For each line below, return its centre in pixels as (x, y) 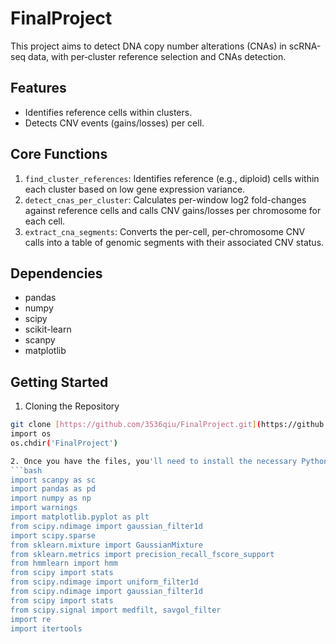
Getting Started (59, 382)
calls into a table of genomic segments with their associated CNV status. (174, 242)
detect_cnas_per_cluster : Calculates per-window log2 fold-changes (165, 199)
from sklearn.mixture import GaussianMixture (106, 545)
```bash (26, 470)
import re (31, 619)
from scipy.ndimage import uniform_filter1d (104, 582)
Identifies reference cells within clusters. (108, 112)
